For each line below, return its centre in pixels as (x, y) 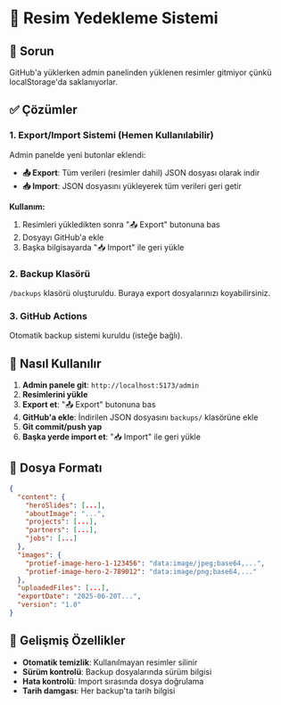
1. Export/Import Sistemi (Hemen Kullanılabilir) (112, 135)
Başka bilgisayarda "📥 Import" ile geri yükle (103, 247)
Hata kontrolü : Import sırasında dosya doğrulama (113, 681)
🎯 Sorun (32, 51)
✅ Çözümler (43, 110)
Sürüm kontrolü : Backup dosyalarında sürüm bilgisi (117, 671)
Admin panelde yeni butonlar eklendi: (78, 154)
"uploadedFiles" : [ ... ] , (63, 588)
